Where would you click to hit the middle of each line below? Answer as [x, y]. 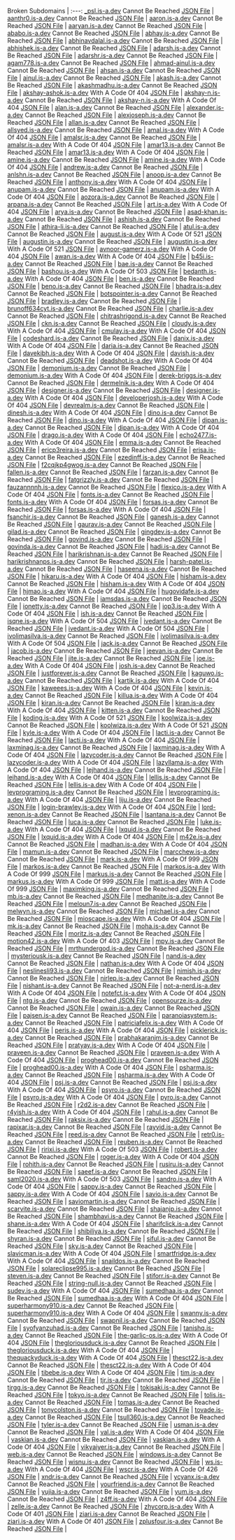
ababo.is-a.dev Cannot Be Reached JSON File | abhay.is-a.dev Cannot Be [114, 33]
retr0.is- [213, 1134]
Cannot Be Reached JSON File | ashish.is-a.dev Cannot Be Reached [123, 219]
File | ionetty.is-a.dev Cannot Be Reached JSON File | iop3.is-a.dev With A [114, 606]
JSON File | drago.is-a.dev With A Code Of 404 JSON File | [93, 435]
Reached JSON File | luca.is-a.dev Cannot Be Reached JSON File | [103, 822]
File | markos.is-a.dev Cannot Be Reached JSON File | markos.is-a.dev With [116, 866]
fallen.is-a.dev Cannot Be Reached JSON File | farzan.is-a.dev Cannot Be [113, 472]
